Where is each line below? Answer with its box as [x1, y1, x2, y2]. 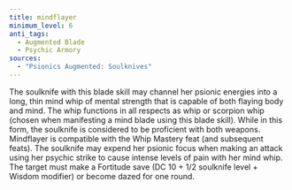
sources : [9, 54, 42, 63]
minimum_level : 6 [9, 21, 73, 30]
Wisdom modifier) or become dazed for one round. [9, 171, 195, 181]
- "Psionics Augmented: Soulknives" [17, 63, 152, 72]
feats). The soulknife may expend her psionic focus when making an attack [9, 142, 283, 153]
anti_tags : [9, 29, 50, 38]
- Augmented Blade [17, 37, 86, 47]
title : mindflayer [9, 12, 77, 22]
